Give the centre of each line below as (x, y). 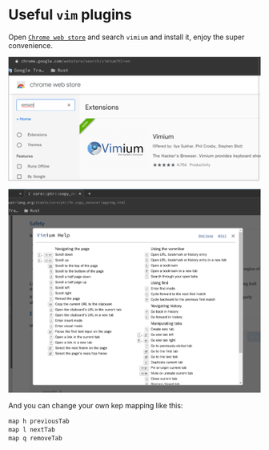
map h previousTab (39, 422)
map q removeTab (35, 439)
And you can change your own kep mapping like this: (96, 406)
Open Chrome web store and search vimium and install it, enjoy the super (126, 37)
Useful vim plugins (70, 15)
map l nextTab (32, 430)
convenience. (31, 45)
